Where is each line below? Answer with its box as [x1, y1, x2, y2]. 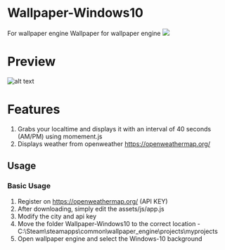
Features [7, 102, 60, 117]
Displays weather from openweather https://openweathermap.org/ [17, 139, 211, 148]
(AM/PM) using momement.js [17, 132, 103, 140]
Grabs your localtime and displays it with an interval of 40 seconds [17, 124, 212, 133]
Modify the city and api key [17, 212, 97, 221]
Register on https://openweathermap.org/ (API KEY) [17, 197, 168, 205]
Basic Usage [7, 181, 51, 191]
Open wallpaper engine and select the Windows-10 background [17, 234, 202, 243]
